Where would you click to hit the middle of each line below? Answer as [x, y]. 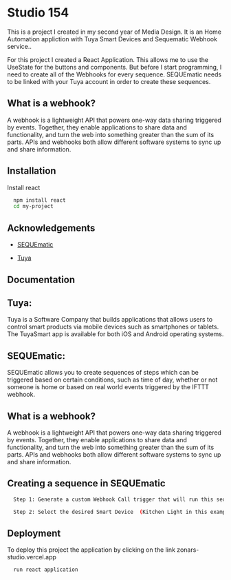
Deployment [34, 533]
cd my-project [33, 207]
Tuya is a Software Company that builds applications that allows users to [110, 320]
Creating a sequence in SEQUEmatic [87, 484]
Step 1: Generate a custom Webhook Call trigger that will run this [113, 499]
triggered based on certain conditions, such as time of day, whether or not [112, 380]
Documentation [41, 279]
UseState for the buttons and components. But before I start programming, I [114, 67]
